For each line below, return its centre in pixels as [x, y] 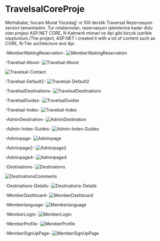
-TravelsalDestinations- [29, 91]
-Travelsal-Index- [23, 110]
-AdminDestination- [25, 119]
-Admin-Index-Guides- [28, 129]
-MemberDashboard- [27, 195]
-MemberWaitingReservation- [35, 53]
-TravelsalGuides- [23, 100]
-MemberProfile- [22, 223]
